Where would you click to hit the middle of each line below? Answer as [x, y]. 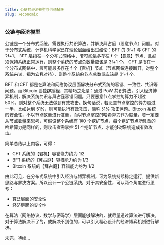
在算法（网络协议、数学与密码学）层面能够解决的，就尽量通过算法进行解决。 [82, 215]
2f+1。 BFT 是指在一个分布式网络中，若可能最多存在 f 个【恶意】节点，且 [79, 56]
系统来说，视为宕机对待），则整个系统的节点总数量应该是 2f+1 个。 [72, 74]
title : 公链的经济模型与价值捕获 [35, 9]
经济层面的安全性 [29, 205]
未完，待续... [18, 238]
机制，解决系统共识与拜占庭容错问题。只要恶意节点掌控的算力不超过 [78, 96]
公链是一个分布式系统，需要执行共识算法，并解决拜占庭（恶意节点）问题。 [80, 43]
